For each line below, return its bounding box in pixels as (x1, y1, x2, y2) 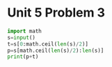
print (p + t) (7, 53, 39, 60)
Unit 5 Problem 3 (7, 5, 106, 21)
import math (7, 28, 42, 35)
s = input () (7, 34, 36, 41)
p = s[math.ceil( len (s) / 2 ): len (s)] (7, 47, 104, 54)
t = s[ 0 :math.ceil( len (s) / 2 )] (7, 40, 89, 48)
